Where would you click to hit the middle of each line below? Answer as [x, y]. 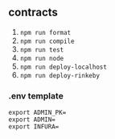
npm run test [42, 50]
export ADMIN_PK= [37, 113]
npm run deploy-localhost [63, 67]
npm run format [45, 32]
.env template [36, 95]
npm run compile [47, 41]
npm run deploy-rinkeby [60, 75]
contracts [33, 13]
